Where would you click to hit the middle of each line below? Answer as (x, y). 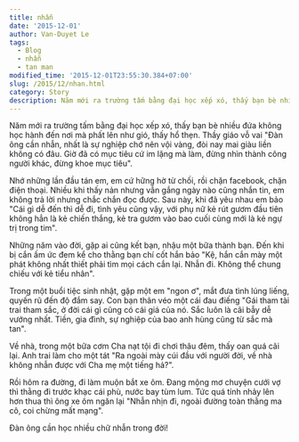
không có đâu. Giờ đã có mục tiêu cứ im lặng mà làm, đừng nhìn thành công (148, 154)
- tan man (35, 68)
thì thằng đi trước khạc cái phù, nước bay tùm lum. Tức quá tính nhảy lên (142, 392)
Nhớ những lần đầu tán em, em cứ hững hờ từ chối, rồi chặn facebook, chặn (148, 181)
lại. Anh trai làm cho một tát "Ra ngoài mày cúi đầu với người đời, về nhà (141, 356)
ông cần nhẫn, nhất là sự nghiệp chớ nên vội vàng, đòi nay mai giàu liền (141, 144)
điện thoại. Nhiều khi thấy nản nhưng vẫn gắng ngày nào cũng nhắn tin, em (147, 190)
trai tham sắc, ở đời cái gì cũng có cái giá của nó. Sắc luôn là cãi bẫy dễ (140, 310)
